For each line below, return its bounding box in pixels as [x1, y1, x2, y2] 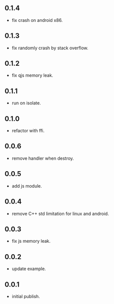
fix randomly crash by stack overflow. [11, 45, 88, 51]
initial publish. [11, 293, 40, 299]
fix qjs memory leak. [11, 72, 53, 79]
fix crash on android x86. [11, 17, 63, 23]
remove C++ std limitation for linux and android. [11, 210, 109, 216]
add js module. [11, 183, 42, 189]
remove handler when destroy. [11, 155, 75, 161]
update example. [11, 266, 46, 272]
